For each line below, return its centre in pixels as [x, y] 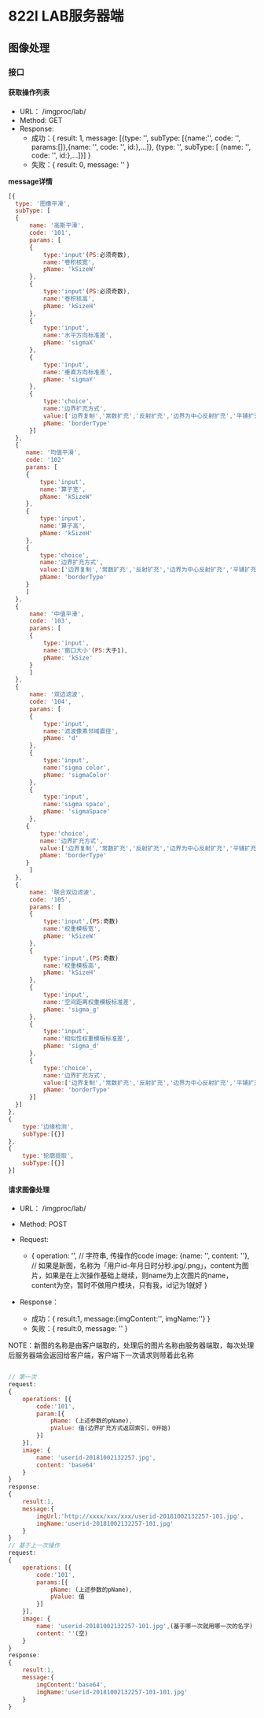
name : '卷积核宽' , [69, 262]
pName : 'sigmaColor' [77, 775]
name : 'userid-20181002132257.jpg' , [96, 1458]
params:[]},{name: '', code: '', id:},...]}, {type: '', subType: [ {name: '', [141, 147]
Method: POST [43, 1224]
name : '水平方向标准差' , [78, 336]
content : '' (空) [62, 1633]
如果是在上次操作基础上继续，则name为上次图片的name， [139, 1275]
